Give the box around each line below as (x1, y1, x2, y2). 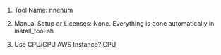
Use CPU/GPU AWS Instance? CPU (13, 40, 117, 48)
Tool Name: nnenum (13, 6, 73, 14)
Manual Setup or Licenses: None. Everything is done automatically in (13, 19, 215, 27)
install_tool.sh (13, 27, 54, 35)
